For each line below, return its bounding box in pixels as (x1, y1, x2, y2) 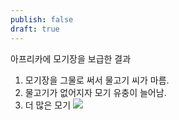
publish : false (10, 14, 74, 25)
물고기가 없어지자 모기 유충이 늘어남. (24, 86, 167, 98)
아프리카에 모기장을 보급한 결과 (10, 52, 132, 65)
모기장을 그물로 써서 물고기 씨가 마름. (24, 74, 170, 86)
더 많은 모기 (24, 99, 72, 111)
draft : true (10, 24, 60, 34)
